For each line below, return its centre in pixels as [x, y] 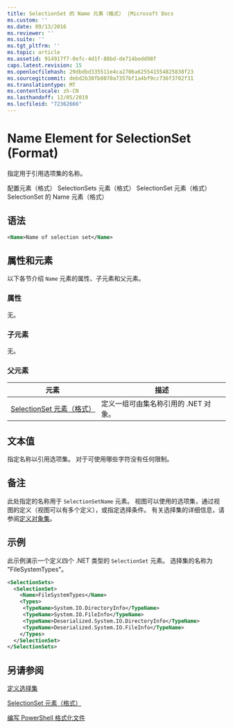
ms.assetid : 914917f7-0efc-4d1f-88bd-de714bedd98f [82, 59]
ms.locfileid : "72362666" [44, 104]
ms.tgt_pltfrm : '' [34, 46]
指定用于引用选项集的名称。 [47, 173]
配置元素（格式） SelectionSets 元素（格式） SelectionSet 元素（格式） [109, 188]
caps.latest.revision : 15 [44, 65]
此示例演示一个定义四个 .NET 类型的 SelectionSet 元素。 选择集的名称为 [110, 561]
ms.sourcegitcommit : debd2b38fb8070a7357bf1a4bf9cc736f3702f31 [101, 78]
